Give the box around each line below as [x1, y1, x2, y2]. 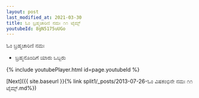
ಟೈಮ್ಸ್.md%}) [6, 85, 37, 92]
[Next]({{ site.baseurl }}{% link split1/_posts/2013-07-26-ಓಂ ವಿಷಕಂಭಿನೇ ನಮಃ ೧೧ [6, 78, 193, 85]
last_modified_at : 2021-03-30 [6, 14, 82, 20]
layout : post [6, 8, 39, 15]
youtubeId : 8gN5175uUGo [6, 25, 66, 32]
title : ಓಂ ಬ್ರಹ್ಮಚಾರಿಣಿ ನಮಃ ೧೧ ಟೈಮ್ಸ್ [6, 20, 81, 26]
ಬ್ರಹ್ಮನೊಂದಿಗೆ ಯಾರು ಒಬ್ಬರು [14, 54, 66, 61]
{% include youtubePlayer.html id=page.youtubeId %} [6, 66, 140, 73]
